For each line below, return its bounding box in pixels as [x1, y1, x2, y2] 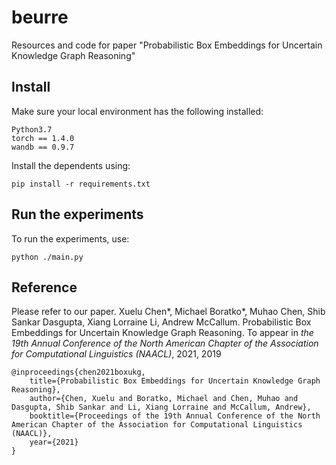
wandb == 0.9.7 [11, 142, 75, 152]
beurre [11, 6, 69, 29]
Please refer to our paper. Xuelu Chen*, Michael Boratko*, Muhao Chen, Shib [11, 306, 326, 318]
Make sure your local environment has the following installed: [11, 105, 264, 117]
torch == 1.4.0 [11, 133, 75, 143]
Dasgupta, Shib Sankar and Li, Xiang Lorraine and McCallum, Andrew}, [11, 402, 312, 413]
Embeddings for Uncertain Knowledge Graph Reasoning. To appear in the [11, 327, 314, 339]
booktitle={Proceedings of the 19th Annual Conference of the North [29, 411, 321, 421]
